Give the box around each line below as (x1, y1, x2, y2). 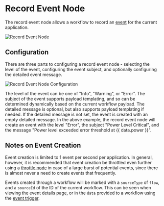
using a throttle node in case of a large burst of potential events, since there (5, 165, 158, 171)
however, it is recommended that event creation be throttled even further (5, 159, 152, 165)
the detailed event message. (5, 72, 62, 77)
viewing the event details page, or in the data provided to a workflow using (5, 190, 156, 196)
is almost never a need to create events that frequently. (5, 170, 117, 176)
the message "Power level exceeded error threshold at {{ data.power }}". (5, 127, 152, 133)
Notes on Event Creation (5, 141, 81, 150)
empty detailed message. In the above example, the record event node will (5, 116, 156, 123)
